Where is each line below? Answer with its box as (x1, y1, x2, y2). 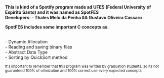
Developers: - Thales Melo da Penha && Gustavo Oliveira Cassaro (5, 15, 142, 20)
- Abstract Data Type (5, 49, 48, 55)
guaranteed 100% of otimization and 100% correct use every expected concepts (5, 68, 142, 73)
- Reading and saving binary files (5, 44, 73, 50)
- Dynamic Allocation (5, 39, 48, 45)
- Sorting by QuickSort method (5, 54, 68, 60)
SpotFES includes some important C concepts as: (5, 24, 109, 30)
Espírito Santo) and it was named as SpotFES (5, 9, 99, 15)
